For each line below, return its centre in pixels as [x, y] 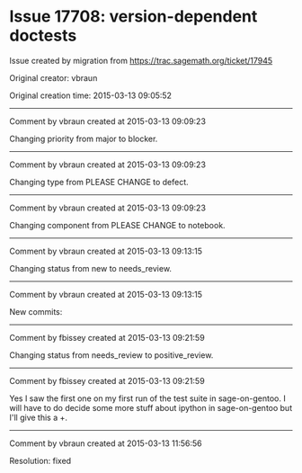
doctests [43, 36]
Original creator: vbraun [53, 77]
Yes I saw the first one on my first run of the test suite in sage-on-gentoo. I [147, 398]
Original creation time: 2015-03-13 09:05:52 [91, 95]
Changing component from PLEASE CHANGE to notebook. [118, 225]
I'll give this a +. [39, 417]
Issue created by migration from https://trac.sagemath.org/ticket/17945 [141, 60]
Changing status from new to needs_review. [91, 268]
